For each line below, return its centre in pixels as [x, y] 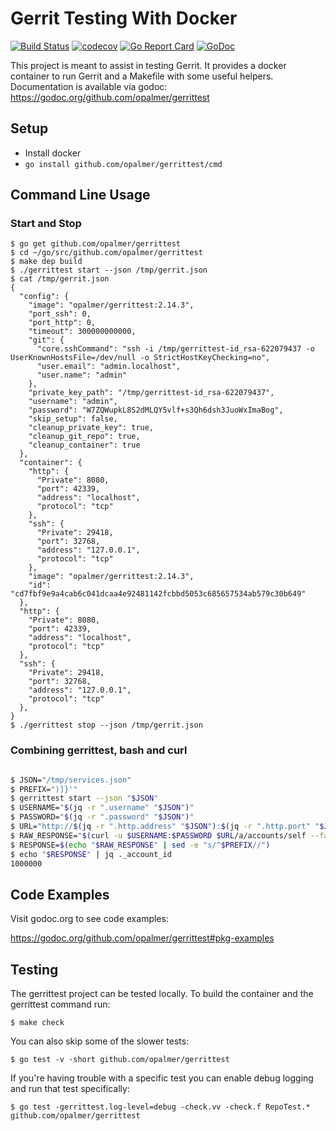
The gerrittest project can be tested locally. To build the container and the [162, 994]
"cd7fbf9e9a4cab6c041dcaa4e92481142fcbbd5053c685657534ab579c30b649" [158, 594]
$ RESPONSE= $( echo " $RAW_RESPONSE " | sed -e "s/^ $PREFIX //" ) [140, 845]
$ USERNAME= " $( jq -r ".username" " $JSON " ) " [102, 808]
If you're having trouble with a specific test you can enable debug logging [162, 1078]
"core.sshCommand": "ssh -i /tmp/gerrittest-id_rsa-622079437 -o [175, 349]
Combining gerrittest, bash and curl [99, 750]
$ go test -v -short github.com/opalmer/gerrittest [120, 1060]
